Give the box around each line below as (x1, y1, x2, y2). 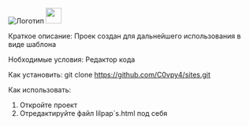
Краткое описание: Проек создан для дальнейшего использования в (8, 31, 242, 41)
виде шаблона (8, 40, 57, 49)
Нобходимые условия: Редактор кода (8, 55, 136, 64)
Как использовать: (8, 85, 72, 94)
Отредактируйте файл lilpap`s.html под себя (19, 109, 168, 117)
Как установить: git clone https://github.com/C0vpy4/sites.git (8, 70, 211, 79)
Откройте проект (19, 100, 77, 110)
